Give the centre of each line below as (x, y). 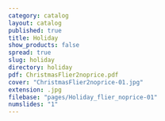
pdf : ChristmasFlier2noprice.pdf (63, 75)
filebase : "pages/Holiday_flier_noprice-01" (83, 97)
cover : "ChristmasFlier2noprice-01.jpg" (76, 82)
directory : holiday (40, 68)
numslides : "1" (33, 104)
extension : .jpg (35, 90)
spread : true (30, 53)
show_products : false (44, 45)
